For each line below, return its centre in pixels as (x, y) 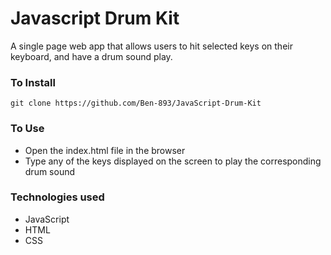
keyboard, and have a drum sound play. (91, 56)
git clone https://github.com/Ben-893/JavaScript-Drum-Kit (136, 103)
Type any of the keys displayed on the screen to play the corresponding (173, 161)
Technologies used (57, 197)
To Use (27, 129)
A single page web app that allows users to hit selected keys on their (151, 46)
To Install (33, 82)
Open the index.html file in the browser (105, 150)
